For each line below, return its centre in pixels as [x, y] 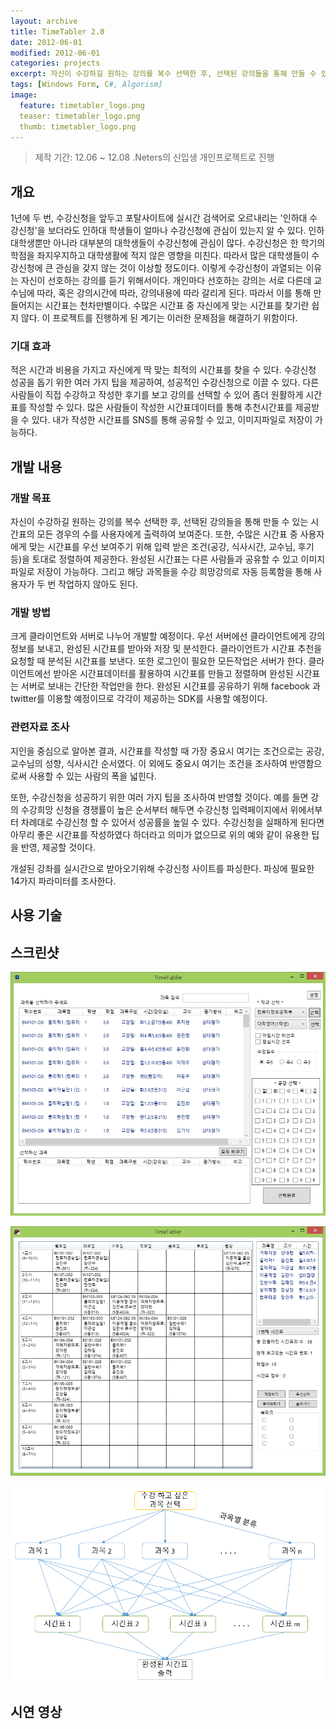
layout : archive [44, 21]
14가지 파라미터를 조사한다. [63, 881]
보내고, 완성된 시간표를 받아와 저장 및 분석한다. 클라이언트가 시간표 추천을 [179, 649]
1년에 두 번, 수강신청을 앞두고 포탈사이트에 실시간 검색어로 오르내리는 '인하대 [159, 218]
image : [24, 95]
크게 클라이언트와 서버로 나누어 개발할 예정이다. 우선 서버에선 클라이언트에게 [158, 636]
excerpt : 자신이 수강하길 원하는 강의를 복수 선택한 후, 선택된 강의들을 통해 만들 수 [163, 74]
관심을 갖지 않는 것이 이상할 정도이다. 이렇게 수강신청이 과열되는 [179, 268]
